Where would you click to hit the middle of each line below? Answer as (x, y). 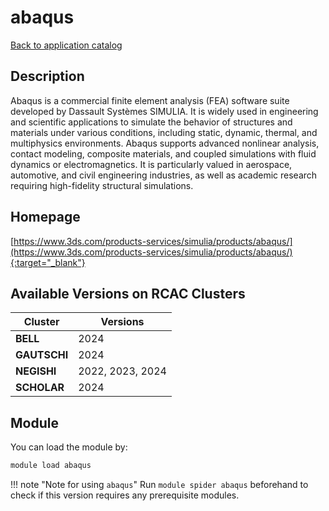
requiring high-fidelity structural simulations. (102, 185)
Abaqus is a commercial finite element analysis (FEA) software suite (150, 100)
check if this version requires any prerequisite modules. (125, 495)
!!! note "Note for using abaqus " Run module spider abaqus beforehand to (159, 485)
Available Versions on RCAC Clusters (128, 293)
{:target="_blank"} (48, 262)
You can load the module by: (69, 447)
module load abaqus (51, 466)
